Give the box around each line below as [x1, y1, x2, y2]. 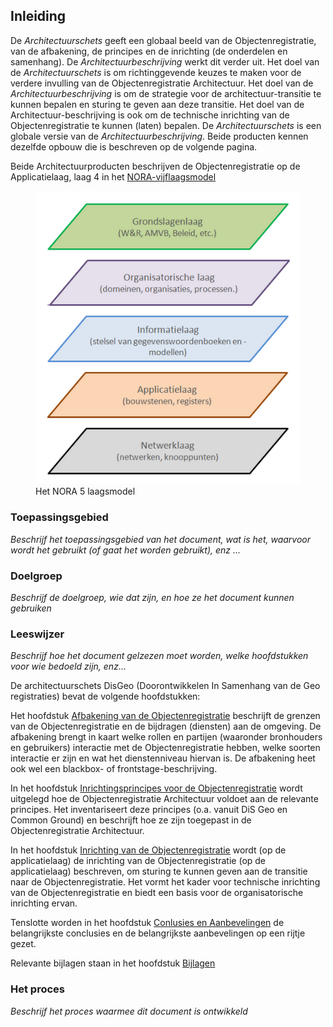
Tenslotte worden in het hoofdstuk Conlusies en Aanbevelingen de [10, 917, 285, 929]
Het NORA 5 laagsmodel [35, 485, 136, 498]
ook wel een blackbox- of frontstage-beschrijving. [10, 763, 218, 775]
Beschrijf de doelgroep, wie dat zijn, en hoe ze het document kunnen [10, 591, 295, 603]
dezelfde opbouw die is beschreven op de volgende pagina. [10, 140, 258, 153]
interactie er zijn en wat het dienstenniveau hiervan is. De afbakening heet [10, 752, 316, 764]
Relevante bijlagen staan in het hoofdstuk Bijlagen [10, 957, 216, 969]
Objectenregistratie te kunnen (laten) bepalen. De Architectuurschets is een [10, 119, 322, 131]
